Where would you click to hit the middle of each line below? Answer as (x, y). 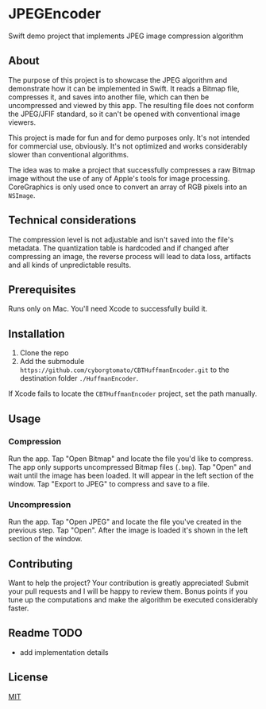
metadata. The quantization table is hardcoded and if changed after (119, 248)
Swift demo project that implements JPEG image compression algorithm (126, 36)
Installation (37, 333)
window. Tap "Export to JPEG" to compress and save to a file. (109, 484)
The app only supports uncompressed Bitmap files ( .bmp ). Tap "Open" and (130, 467)
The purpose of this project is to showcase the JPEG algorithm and (118, 79)
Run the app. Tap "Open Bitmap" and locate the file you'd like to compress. (131, 459)
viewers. (22, 122)
